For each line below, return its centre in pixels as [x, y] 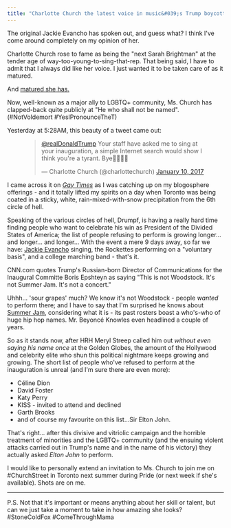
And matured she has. [38, 89]
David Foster [35, 390]
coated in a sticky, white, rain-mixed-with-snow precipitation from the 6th [112, 199]
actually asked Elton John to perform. [60, 454]
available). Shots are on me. [46, 483]
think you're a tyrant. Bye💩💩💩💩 [85, 158]
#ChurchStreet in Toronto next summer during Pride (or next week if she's [112, 475]
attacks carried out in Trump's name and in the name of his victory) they [109, 447]
